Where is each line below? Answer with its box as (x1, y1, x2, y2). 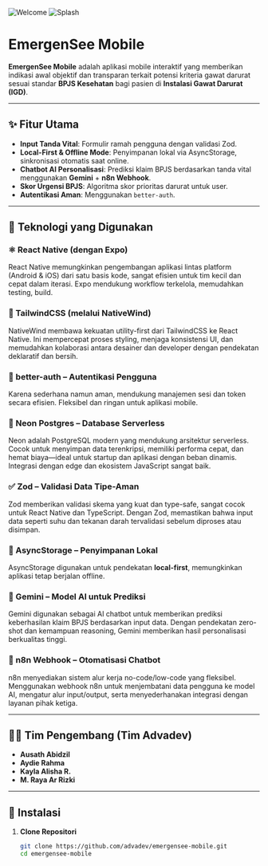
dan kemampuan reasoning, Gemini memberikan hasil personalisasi (24, 626, 246, 636)
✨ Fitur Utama (8, 118, 80, 132)
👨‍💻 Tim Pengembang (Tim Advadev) (8, 728, 193, 742)
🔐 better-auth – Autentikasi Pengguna (8, 371, 157, 382)
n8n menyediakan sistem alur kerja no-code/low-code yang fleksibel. (8, 672, 237, 682)
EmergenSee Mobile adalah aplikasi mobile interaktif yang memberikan (8, 61, 243, 71)
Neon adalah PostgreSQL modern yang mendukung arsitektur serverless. (8, 435, 250, 446)
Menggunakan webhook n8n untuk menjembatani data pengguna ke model (8, 681, 255, 691)
